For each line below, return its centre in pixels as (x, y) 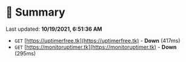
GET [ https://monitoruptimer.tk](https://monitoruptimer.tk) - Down (95, 47)
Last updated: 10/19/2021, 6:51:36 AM (54, 29)
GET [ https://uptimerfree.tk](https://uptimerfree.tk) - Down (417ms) (97, 40)
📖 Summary (35, 12)
